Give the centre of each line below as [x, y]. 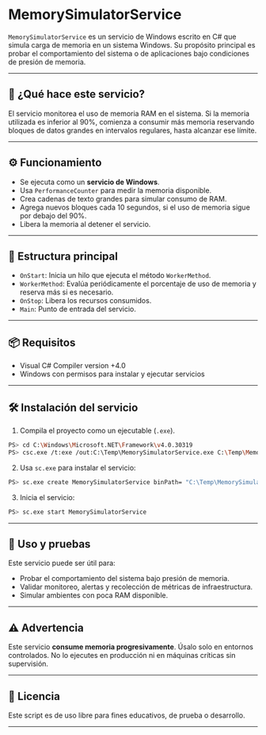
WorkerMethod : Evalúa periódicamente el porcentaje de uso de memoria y [138, 284]
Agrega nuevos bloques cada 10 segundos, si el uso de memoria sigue [135, 207]
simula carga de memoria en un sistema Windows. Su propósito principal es [132, 44]
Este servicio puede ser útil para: [62, 563]
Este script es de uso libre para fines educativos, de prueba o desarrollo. [127, 715]
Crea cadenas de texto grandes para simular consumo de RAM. [123, 198]
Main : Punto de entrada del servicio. [78, 309]
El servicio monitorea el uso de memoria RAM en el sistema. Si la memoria [129, 114]
